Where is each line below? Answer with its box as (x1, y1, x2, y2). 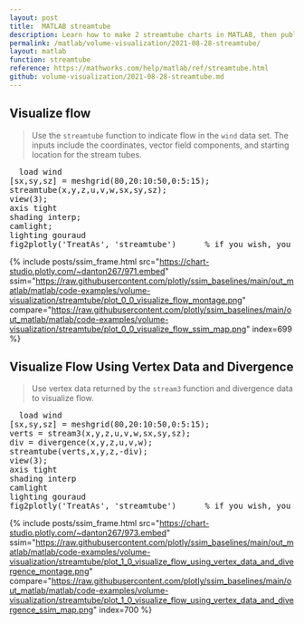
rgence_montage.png (9, 566, 90, 577)
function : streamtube (9, 55, 91, 64)
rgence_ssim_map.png (9, 604, 94, 616)
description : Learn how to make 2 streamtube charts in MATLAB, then (9, 30, 278, 39)
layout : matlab (9, 47, 67, 56)
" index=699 (245, 323, 292, 334)
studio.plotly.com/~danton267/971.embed (9, 265, 166, 276)
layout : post (9, 13, 59, 23)
